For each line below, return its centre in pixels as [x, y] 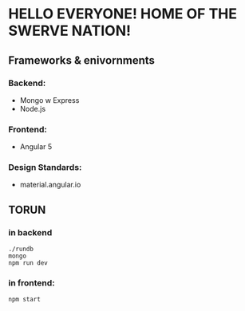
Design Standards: [45, 167]
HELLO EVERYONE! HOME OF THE [123, 14]
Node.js [33, 108]
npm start [25, 300]
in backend [30, 232]
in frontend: [32, 283]
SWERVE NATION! [70, 31]
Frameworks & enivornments [82, 60]
